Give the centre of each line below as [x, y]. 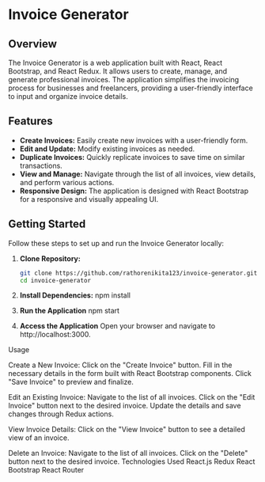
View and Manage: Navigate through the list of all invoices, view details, [138, 174]
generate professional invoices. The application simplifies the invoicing [124, 80]
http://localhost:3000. [55, 335]
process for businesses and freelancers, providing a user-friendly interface [131, 88]
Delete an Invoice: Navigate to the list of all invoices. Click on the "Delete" [128, 454]
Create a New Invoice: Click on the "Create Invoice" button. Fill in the [120, 365]
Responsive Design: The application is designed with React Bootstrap [134, 191]
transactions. [41, 165]
